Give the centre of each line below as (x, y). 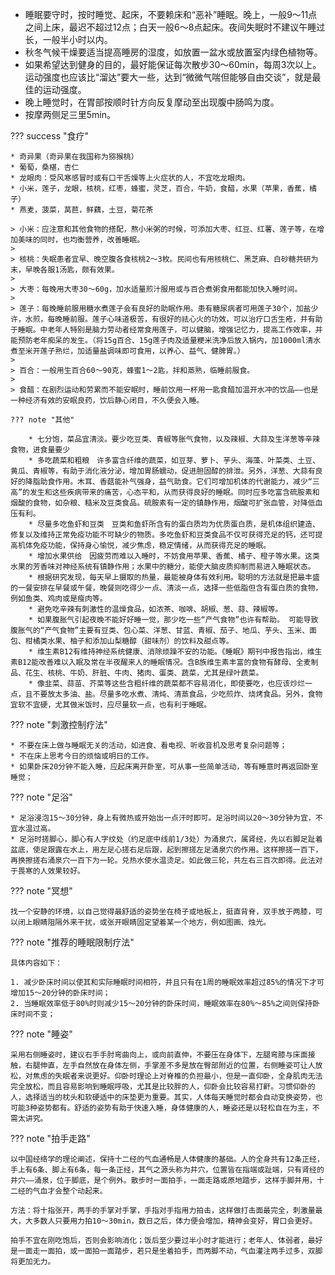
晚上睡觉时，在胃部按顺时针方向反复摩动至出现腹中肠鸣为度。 (152, 102)
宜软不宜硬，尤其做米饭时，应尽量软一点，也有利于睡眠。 (111, 705)
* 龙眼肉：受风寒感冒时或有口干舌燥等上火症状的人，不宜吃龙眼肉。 (130, 178)
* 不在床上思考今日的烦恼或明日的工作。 (82, 756)
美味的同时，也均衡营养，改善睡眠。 (81, 240)
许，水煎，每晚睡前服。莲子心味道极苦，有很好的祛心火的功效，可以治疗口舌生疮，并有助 (166, 319)
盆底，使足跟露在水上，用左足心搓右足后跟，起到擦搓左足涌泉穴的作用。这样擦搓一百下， (166, 850)
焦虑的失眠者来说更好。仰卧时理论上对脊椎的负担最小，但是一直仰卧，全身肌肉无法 (177, 1076)
